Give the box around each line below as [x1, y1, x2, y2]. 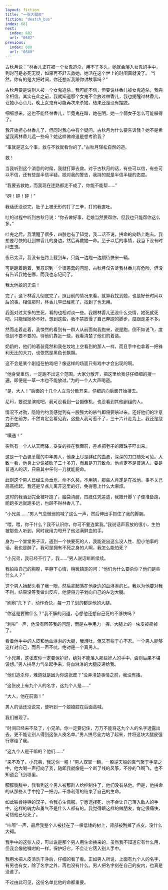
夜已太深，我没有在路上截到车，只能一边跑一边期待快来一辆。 [5, 254, 132, 260]
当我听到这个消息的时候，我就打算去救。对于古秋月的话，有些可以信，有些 [5, 165, 158, 171]
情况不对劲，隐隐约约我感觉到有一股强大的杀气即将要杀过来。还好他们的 [5, 409, 154, 415]
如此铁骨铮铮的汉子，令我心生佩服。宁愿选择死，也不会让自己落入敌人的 [5, 799, 154, 805]
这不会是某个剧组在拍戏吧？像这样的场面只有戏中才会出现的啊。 [5, 360, 136, 366]
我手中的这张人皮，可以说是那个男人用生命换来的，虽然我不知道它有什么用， [5, 839, 163, 845]
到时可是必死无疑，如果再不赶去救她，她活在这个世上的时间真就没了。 [5, 70, 150, 76]
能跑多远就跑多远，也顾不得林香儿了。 [5, 500, 84, 506]
